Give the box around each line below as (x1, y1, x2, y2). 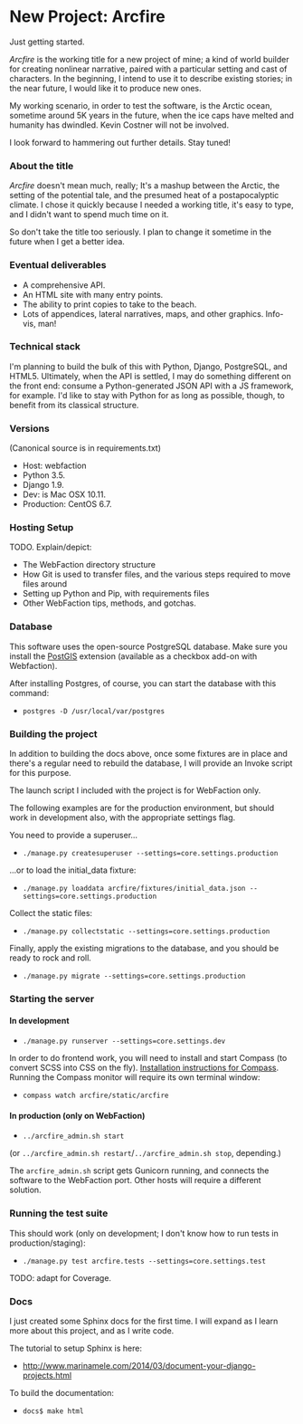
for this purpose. (9, 768, 71, 779)
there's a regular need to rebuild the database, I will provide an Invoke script (9, 758, 293, 769)
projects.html (22, 1370, 72, 1381)
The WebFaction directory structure (22, 559, 156, 570)
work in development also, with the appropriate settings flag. (9, 812, 236, 823)
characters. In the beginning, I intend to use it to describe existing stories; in (9, 72, 292, 83)
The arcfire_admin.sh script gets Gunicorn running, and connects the (9, 1165, 270, 1176)
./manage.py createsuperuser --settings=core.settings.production (22, 849, 279, 858)
